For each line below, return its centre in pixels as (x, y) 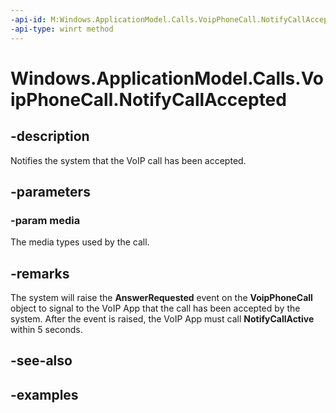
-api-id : (28, 19)
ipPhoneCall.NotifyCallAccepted (148, 99)
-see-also (41, 361)
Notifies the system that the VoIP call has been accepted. (128, 160)
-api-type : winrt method (62, 29)
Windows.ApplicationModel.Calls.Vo (167, 78)
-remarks (40, 273)
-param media (45, 220)
